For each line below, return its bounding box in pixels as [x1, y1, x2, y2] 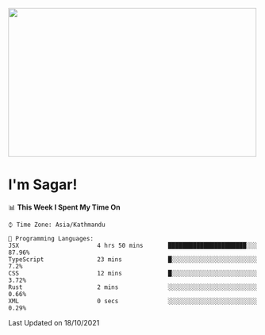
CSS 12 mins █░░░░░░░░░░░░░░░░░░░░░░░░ [8, 269, 258, 277]
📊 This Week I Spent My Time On [8, 202, 121, 212]
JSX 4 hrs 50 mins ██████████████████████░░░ [8, 241, 258, 249]
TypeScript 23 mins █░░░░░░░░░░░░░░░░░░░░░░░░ [8, 255, 258, 264]
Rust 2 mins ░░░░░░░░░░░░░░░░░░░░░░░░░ [8, 283, 258, 291]
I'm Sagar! [8, 175, 78, 194]
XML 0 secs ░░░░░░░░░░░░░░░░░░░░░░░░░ [8, 297, 258, 305]
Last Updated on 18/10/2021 [8, 318, 100, 327]
